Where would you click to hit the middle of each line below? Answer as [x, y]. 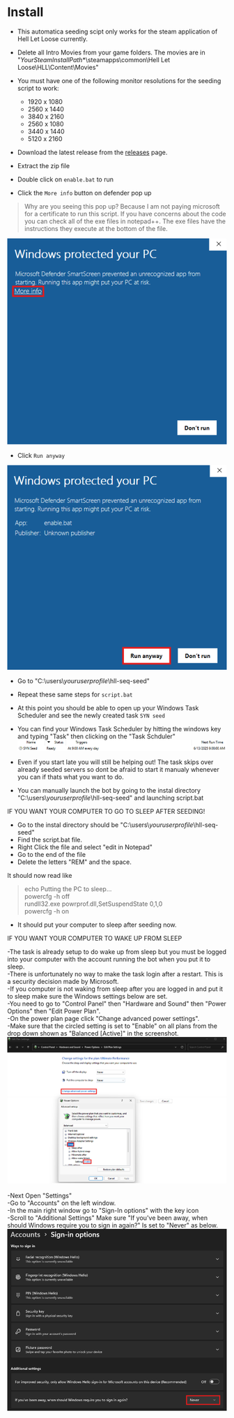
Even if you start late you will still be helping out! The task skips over [115, 762]
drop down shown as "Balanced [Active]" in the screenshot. [93, 1033]
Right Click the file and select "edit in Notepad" [85, 847]
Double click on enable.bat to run [65, 179]
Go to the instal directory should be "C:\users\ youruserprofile [105, 825]
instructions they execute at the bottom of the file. [96, 228]
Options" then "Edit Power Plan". [54, 1011]
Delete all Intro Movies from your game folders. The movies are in [111, 52]
